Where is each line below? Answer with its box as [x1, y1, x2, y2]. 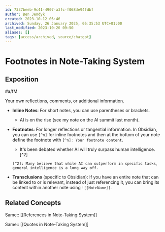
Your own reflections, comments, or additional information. [5, 98, 125, 104]
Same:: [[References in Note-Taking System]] [5, 212, 97, 218]
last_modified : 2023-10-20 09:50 [5, 26, 74, 30]
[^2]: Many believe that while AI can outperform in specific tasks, [12, 161, 159, 166]
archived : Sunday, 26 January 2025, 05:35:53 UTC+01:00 [5, 21, 122, 26]
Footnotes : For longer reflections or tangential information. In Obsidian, [12, 126, 158, 132]
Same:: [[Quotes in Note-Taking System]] [5, 221, 89, 227]
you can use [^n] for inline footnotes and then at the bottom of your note [12, 131, 160, 138]
